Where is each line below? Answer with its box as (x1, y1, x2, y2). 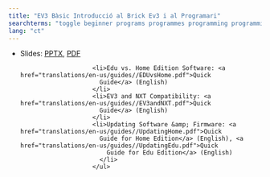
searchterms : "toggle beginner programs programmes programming (8, 19, 228, 27)
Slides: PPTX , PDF (19, 49, 81, 59)
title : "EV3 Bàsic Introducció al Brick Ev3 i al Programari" (8, 11, 221, 20)
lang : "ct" (8, 27, 45, 35)
